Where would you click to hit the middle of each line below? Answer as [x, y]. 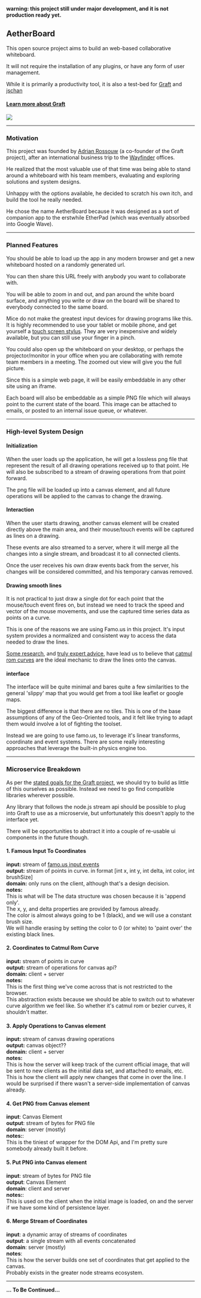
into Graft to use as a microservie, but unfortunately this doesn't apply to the [100, 813]
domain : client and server [38, 1188]
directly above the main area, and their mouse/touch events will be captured [100, 529]
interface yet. [23, 819]
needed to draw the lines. [38, 642]
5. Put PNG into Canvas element [47, 1162]
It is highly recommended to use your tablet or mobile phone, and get [92, 325]
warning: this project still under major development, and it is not [87, 9]
